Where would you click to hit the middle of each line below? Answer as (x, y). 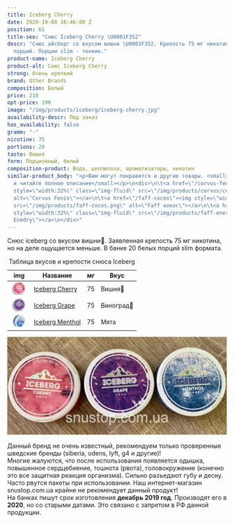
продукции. (24, 512)
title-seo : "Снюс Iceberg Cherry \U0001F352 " (74, 37)
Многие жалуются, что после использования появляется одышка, (106, 460)
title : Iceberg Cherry (40, 15)
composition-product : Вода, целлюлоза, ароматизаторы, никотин (101, 169)
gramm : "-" (23, 132)
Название (57, 275)
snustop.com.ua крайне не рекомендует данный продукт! (93, 490)
